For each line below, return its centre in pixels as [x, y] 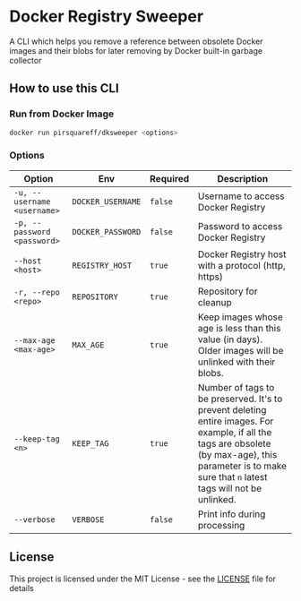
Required [169, 178]
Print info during [232, 514]
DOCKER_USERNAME [107, 202]
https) [211, 277]
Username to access [241, 196]
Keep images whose [241, 317]
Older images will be [241, 350]
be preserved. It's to [240, 399]
